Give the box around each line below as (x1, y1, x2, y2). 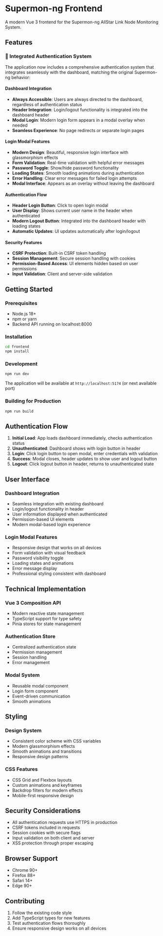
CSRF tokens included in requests (12, 824, 80, 831)
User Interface (5, 475, 50, 483)
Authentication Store (5, 633, 56, 640)
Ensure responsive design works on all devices (12, 925, 107, 931)
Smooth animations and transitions (12, 748, 82, 754)
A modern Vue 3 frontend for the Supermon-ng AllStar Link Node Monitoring (5, 19, 159, 25)
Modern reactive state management (12, 611, 84, 616)
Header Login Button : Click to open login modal (12, 203, 109, 209)
